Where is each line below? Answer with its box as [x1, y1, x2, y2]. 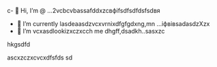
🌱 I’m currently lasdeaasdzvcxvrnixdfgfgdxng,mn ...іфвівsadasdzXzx [16, 20, 210, 27]
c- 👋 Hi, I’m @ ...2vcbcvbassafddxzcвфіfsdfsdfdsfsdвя [7, 7, 160, 14]
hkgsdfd [7, 40, 31, 48]
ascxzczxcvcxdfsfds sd [7, 53, 73, 62]
